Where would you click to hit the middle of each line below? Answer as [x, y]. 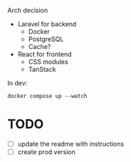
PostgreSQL [46, 39]
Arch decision [28, 10]
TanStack [42, 69]
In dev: [17, 83]
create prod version [47, 152]
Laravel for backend [47, 24]
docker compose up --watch [47, 96]
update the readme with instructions [71, 144]
